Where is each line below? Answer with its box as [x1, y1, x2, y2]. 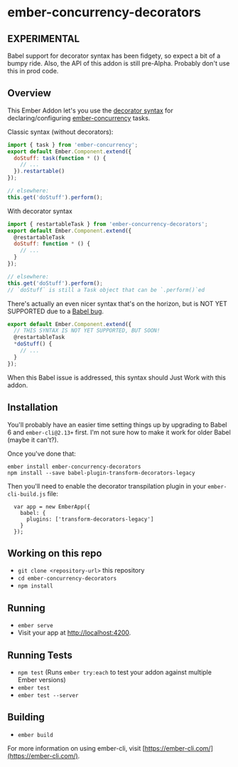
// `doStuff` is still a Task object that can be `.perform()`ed [7, 286, 205, 293]
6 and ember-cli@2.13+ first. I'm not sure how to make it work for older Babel [7, 428, 231, 437]
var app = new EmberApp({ [13, 503, 91, 510]
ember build [17, 731, 53, 739]
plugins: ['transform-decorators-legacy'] [26, 516, 154, 523]
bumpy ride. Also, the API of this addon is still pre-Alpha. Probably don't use [7, 59, 230, 68]
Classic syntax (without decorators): [7, 127, 114, 136]
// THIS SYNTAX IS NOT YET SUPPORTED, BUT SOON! [13, 327, 161, 335]
